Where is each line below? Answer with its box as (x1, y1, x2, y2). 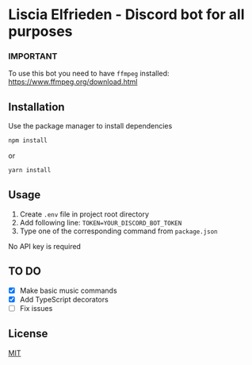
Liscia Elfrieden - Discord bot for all (8, 6, 245, 24)
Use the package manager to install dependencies (8, 121, 173, 131)
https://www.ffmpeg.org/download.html (8, 77, 138, 86)
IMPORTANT (8, 51, 58, 62)
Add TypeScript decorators (19, 294, 109, 304)
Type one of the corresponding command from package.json (19, 226, 218, 236)
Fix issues (19, 303, 53, 313)
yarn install (8, 167, 52, 175)
